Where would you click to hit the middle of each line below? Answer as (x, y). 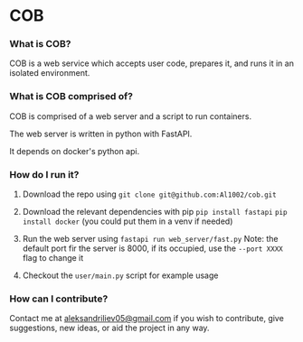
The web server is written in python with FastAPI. (101, 134)
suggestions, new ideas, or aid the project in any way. (109, 328)
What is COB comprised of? (71, 97)
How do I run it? (44, 174)
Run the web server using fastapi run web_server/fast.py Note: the (150, 239)
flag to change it (53, 258)
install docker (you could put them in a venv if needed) (128, 221)
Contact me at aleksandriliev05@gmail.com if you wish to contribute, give (147, 319)
